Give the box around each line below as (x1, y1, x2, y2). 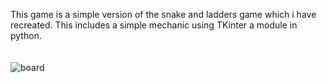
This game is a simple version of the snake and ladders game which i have (10, 9, 317, 20)
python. (10, 30, 42, 41)
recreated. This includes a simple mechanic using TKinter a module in (10, 19, 298, 31)
